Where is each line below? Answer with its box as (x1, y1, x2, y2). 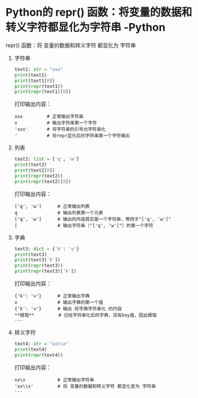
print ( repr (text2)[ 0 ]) (14, 178, 71, 184)
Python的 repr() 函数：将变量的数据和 (5, 5, 193, 19)
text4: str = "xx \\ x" (14, 341, 69, 347)
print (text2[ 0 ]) (14, 167, 55, 173)
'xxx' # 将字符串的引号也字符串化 (14, 126, 106, 132)
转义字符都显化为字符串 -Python (5, 20, 166, 34)
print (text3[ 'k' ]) (14, 257, 61, 263)
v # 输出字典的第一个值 (14, 299, 103, 306)
